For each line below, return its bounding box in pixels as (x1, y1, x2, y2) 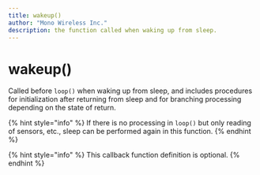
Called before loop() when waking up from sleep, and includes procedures (8, 86, 253, 95)
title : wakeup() (8, 11, 62, 20)
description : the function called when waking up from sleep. (8, 26, 217, 34)
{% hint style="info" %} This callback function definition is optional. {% (8, 151, 240, 160)
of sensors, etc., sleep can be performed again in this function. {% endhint (8, 127, 251, 136)
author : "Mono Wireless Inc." (8, 19, 108, 27)
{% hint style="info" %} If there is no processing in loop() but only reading (8, 118, 251, 128)
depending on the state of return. (8, 103, 116, 113)
